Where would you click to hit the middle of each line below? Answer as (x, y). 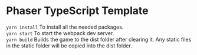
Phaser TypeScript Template (77, 11)
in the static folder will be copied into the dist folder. (69, 46)
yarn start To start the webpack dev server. (60, 33)
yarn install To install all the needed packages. (65, 27)
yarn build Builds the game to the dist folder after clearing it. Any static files (99, 39)
